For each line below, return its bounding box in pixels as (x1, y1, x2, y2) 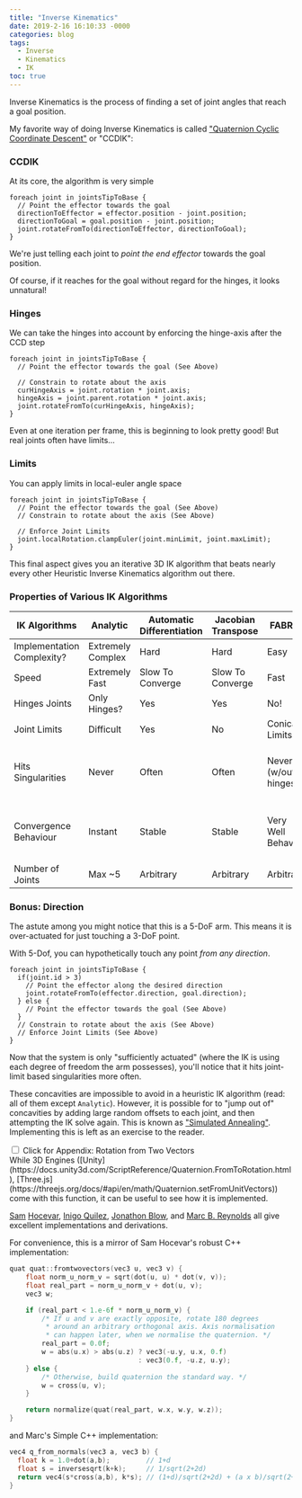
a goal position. (9, 105, 67, 117)
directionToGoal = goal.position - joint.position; (17, 217, 216, 226)
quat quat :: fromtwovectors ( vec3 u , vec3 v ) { (9, 1264, 182, 1273)
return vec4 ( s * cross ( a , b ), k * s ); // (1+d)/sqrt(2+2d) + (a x (17, 1472, 252, 1482)
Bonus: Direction (9, 900, 84, 913)
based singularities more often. (26, 1071, 142, 1082)
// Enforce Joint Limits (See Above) (17, 1029, 159, 1038)
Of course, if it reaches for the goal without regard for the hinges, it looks (9, 275, 280, 286)
